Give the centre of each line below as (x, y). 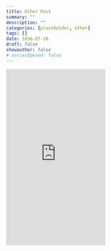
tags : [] (17, 34)
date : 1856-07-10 (27, 39)
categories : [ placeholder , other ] (48, 28)
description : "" (26, 22)
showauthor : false (28, 50)
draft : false (22, 45)
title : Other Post (28, 11)
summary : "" (21, 17)
